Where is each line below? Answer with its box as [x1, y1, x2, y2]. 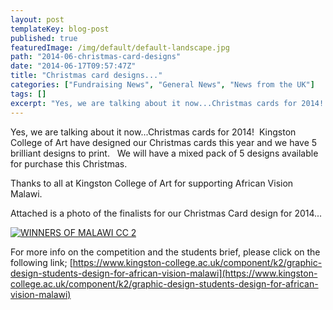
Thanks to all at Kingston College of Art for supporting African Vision [10, 177, 294, 189]
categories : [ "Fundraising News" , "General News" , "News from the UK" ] [10, 80, 315, 90]
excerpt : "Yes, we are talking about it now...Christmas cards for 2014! [10, 98, 325, 108]
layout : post [10, 14, 65, 25]
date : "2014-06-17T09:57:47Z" [10, 61, 137, 71]
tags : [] [10, 89, 47, 99]
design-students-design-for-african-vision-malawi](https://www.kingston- [10, 267, 318, 279]
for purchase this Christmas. [10, 157, 128, 170]
